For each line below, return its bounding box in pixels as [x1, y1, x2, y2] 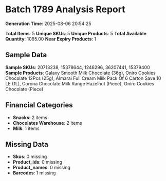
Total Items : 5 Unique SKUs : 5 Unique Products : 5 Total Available [5, 30, 146, 36]
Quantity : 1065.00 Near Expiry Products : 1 [5, 36, 97, 42]
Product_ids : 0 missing [12, 159, 63, 165]
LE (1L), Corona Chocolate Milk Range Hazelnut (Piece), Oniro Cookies [5, 80, 154, 86]
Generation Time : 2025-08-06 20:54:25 [5, 20, 91, 27]
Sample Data [5, 51, 47, 59]
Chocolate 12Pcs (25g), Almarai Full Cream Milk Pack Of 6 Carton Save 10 [5, 75, 161, 81]
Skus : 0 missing [12, 153, 47, 160]
